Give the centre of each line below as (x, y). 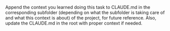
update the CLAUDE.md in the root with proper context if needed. (74, 23)
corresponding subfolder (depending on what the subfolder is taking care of (85, 12)
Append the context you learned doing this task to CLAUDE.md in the (78, 7)
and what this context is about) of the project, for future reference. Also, (81, 18)
